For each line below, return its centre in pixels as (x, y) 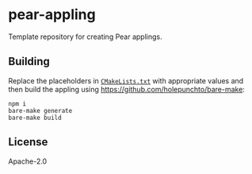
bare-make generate (40, 110)
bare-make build (35, 118)
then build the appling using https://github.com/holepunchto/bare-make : (127, 89)
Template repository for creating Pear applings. (85, 37)
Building (29, 62)
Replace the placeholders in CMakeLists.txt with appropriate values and (126, 80)
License (28, 142)
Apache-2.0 (28, 161)
